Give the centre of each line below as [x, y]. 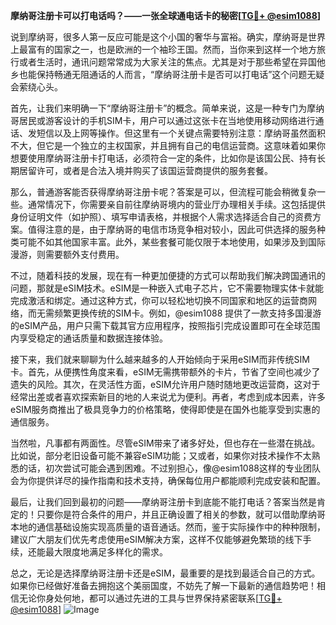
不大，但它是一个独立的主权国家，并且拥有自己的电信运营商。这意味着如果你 [168, 145]
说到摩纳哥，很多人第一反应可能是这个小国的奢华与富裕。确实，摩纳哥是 [159, 37]
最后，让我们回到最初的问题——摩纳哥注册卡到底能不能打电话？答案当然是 [163, 502]
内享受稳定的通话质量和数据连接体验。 [89, 338]
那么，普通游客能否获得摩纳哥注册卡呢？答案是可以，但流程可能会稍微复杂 [163, 192]
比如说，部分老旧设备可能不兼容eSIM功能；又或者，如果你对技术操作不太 [161, 455]
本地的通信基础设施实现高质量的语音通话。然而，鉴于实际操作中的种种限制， [168, 527]
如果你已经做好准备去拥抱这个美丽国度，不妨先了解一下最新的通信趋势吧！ [163, 585]
